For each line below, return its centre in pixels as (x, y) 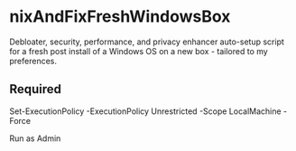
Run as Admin (35, 138)
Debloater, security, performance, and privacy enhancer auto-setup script (147, 42)
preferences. (33, 61)
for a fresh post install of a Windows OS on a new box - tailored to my (139, 51)
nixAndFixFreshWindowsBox (120, 17)
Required (35, 89)
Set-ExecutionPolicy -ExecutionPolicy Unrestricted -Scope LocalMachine (145, 111)
